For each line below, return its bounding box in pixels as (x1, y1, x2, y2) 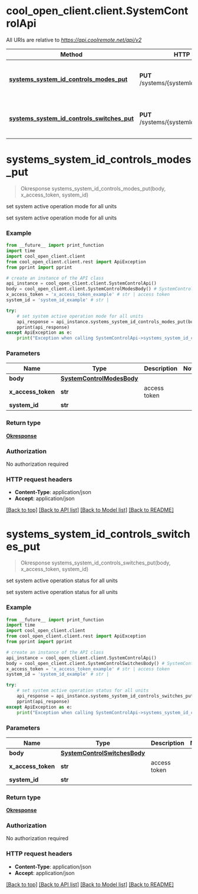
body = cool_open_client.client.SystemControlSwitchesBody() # (6, 660, 165, 666)
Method (60, 50, 83, 59)
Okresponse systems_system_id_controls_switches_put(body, (20, 559, 171, 566)
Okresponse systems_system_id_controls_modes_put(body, (20, 185, 166, 192)
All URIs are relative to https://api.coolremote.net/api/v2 (6, 36, 142, 43)
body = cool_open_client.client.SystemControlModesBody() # (6, 286, 157, 292)
